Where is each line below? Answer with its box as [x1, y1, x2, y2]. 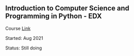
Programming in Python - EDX [5, 12, 102, 21]
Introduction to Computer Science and [5, 4, 130, 13]
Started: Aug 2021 [5, 35, 43, 41]
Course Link [5, 25, 31, 31]
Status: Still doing [5, 45, 42, 51]
